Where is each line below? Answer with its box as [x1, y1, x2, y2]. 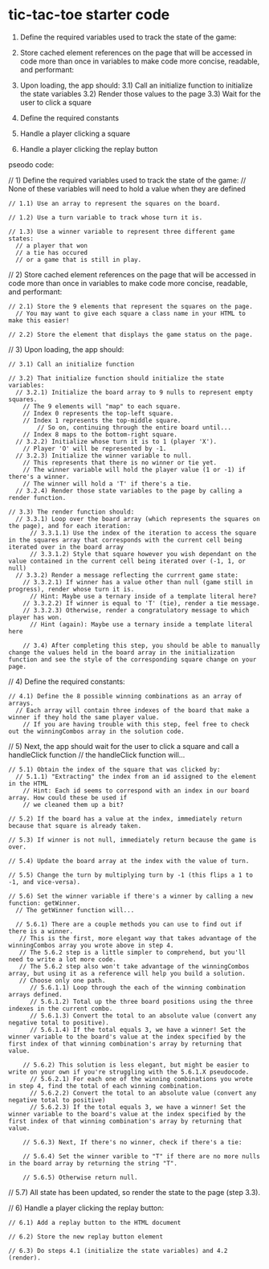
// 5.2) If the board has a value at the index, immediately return [8, 814, 243, 823]
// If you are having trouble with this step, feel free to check [22, 720, 250, 728]
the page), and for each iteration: [8, 522, 131, 530]
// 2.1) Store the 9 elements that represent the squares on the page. [8, 302, 253, 310]
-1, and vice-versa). [8, 878, 81, 886]
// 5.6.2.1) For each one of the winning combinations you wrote [29, 1075, 253, 1083]
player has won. [8, 613, 63, 621]
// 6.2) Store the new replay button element [8, 1232, 163, 1241]
